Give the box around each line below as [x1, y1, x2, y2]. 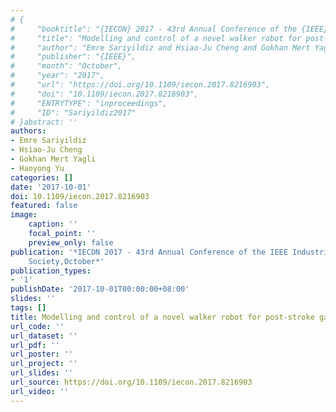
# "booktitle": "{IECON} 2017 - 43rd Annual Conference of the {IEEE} [10, 24, 329, 34]
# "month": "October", [10, 61, 123, 71]
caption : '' [28, 219, 78, 230]
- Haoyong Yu [10, 163, 65, 173]
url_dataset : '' [10, 331, 78, 341]
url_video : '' [10, 386, 70, 396]
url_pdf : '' [10, 340, 60, 350]
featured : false [10, 201, 78, 211]
